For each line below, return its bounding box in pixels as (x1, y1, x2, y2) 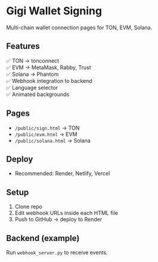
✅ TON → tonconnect (6, 57, 60, 64)
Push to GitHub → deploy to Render (14, 216, 103, 223)
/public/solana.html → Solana (14, 137, 91, 144)
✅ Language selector (6, 84, 58, 91)
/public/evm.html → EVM (14, 130, 78, 138)
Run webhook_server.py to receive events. (6, 249, 109, 256)
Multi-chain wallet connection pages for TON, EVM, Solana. (6, 24, 153, 31)
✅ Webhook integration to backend (6, 77, 92, 84)
